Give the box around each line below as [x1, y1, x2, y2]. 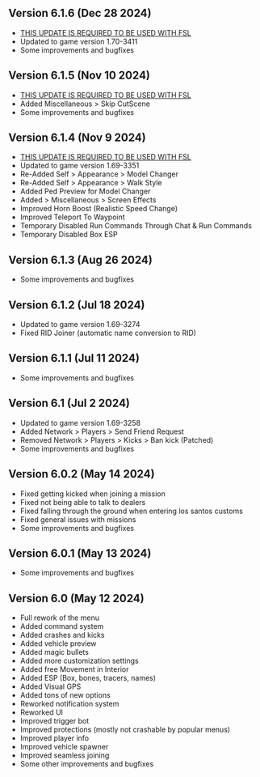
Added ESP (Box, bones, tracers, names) [19, 673, 156, 683]
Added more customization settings [19, 656, 139, 666]
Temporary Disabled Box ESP [19, 230, 119, 240]
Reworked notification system [19, 699, 120, 709]
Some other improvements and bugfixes [19, 759, 154, 769]
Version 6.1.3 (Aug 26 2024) [8, 253, 153, 266]
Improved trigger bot [19, 716, 90, 726]
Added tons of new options [19, 690, 111, 700]
